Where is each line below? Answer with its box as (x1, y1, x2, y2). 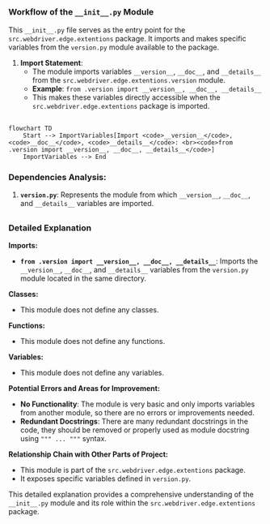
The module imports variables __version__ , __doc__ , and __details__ (32, 67, 261, 76)
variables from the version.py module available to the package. (8, 42, 220, 52)
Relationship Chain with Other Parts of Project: (8, 449, 168, 459)
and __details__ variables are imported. (19, 199, 154, 208)
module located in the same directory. (19, 273, 147, 283)
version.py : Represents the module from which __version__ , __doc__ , (19, 190, 251, 200)
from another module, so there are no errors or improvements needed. (19, 408, 255, 418)
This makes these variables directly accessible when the (32, 92, 221, 102)
